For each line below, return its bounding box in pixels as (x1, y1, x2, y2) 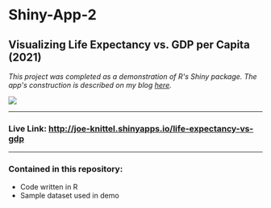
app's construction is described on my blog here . (8, 81, 172, 89)
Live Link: (8, 123, 47, 134)
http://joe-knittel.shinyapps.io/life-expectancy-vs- (48, 123, 254, 134)
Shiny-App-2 (8, 6, 97, 24)
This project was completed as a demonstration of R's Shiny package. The (8, 72, 257, 81)
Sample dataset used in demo (19, 190, 119, 200)
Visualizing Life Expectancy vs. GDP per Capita (8, 38, 250, 52)
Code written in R (19, 181, 78, 191)
